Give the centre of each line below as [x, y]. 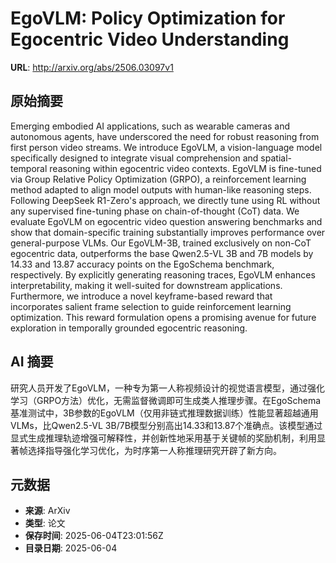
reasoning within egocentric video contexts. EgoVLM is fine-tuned [185, 168]
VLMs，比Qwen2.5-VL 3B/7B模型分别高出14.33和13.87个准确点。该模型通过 [166, 425]
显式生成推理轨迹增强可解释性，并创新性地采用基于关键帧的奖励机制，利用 [163, 438]
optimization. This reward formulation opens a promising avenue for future [163, 317]
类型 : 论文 [45, 523]
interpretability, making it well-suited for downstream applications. [146, 285]
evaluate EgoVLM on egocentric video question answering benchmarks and [166, 221]
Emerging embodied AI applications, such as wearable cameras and [150, 126]
